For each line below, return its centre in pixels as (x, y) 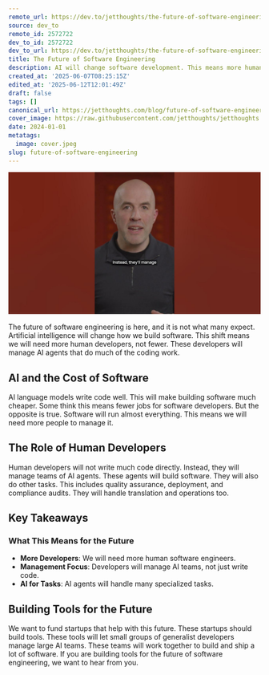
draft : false (30, 93)
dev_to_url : (28, 51)
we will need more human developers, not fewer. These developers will (125, 344)
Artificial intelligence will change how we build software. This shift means (129, 335)
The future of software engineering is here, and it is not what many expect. (132, 327)
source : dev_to (34, 25)
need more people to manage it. (61, 422)
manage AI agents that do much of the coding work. (94, 352)
